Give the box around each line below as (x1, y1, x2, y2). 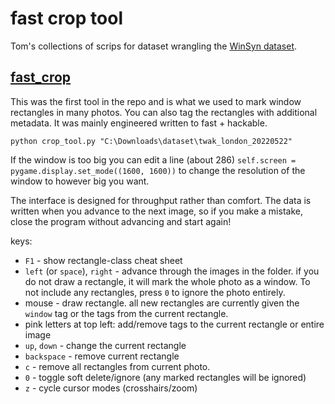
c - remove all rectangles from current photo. (24, 360, 211, 372)
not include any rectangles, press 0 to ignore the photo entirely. (24, 286, 286, 298)
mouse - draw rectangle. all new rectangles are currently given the (24, 297, 300, 309)
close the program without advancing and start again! (10, 215, 232, 227)
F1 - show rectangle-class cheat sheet (24, 254, 183, 266)
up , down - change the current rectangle (24, 339, 187, 351)
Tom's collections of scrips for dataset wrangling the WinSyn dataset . (10, 40, 298, 52)
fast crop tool (10, 7, 123, 30)
